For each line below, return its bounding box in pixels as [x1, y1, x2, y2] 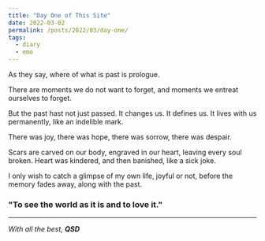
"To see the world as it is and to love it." [8, 198, 163, 209]
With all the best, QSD [8, 224, 80, 234]
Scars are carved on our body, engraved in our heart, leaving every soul [8, 147, 242, 157]
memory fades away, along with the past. [8, 180, 143, 189]
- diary [15, 41, 41, 49]
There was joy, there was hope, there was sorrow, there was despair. [8, 132, 233, 142]
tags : [8, 33, 26, 42]
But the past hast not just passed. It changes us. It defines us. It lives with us [8, 109, 257, 118]
